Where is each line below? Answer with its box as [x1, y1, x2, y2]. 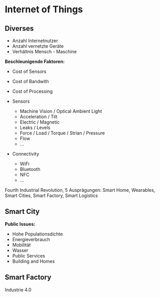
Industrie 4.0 [5, 286, 32, 293]
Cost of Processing [12, 88, 53, 94]
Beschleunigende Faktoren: [5, 58, 65, 65]
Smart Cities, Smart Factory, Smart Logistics [5, 192, 98, 199]
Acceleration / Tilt [19, 114, 58, 120]
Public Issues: [5, 221, 35, 227]
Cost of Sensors [12, 68, 47, 74]
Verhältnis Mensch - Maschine [12, 49, 77, 54]
